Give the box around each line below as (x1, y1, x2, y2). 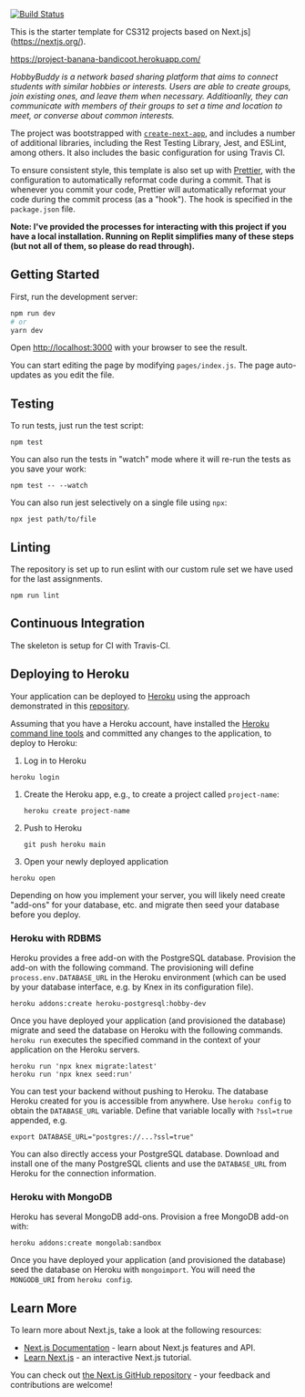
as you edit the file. (43, 369, 115, 380)
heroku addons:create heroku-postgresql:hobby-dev (10, 999, 207, 1008)
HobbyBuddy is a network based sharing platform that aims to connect (10, 71, 279, 82)
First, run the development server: (10, 291, 138, 302)
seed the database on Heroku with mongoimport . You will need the (10, 1264, 256, 1276)
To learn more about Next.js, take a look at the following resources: (10, 1325, 262, 1336)
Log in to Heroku (23, 755, 86, 766)
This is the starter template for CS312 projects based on (10, 26, 220, 36)
